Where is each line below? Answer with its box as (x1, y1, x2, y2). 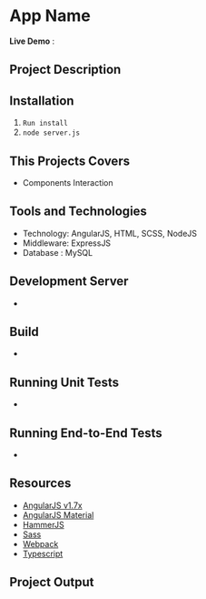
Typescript (22, 548, 64, 559)
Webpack (22, 538, 59, 549)
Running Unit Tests (9, 374, 120, 390)
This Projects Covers (9, 153, 130, 168)
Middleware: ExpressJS (22, 238, 112, 249)
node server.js (22, 128, 81, 137)
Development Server (9, 274, 129, 289)
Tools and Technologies (9, 204, 148, 219)
